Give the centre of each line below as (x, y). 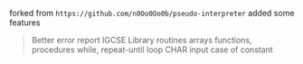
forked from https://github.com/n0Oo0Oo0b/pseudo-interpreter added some (152, 13)
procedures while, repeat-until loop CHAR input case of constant (152, 50)
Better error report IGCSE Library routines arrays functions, (142, 40)
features (25, 23)
